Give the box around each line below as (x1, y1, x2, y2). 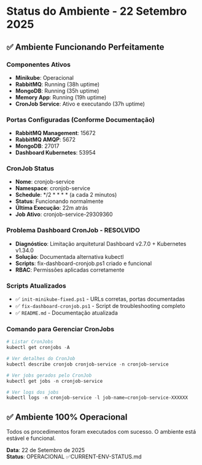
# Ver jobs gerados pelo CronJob (6, 372, 92, 379)
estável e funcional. (6, 434, 56, 442)
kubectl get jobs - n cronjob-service (6, 378, 103, 384)
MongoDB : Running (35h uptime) (15, 87, 99, 94)
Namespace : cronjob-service (15, 185, 91, 192)
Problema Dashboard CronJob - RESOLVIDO (6, 226, 140, 234)
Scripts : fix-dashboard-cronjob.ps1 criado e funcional (15, 259, 152, 267)
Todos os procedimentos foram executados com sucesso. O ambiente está (6, 428, 196, 436)
